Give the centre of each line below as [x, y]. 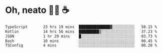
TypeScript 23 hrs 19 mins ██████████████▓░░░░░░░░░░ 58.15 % [81, 27]
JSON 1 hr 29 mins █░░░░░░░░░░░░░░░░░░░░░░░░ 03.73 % [81, 36]
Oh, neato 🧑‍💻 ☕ [37, 10]
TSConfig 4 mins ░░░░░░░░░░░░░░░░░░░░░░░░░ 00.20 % [81, 45]
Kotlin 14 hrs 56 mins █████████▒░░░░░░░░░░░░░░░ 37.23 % [81, 31]
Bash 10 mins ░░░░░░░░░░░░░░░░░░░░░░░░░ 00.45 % [81, 41]
